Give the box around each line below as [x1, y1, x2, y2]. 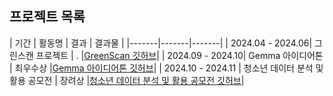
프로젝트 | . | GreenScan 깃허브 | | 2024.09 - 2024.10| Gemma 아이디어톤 [35, 49, 324, 61]
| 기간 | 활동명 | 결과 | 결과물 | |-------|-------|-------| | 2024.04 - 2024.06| [9, 37, 313, 49]
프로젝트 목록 [9, 8, 86, 26]
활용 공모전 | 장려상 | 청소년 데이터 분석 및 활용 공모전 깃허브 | [9, 74, 245, 86]
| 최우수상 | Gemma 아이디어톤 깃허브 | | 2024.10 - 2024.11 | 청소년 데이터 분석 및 [9, 62, 324, 74]
